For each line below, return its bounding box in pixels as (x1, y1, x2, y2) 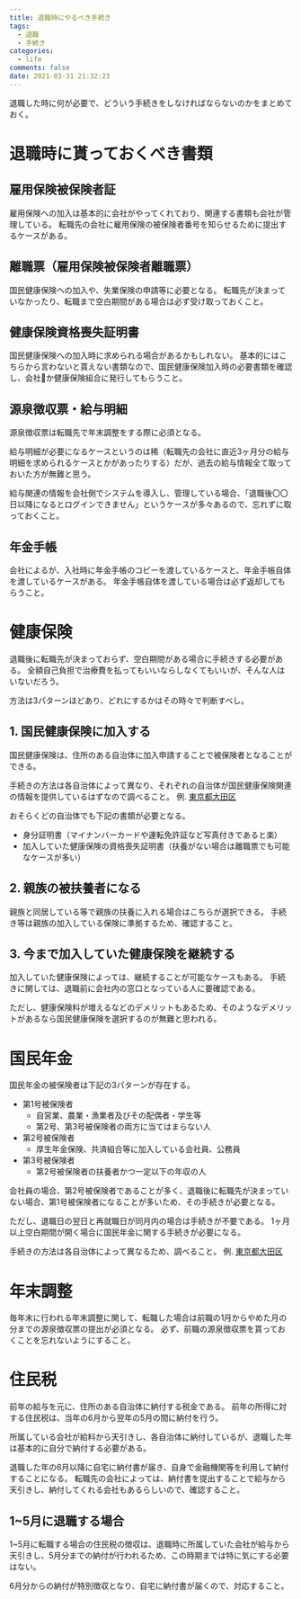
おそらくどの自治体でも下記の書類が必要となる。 (9, 810, 190, 821)
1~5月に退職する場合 (9, 1513, 125, 1529)
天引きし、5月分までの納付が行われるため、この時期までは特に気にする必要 (9, 1550, 289, 1560)
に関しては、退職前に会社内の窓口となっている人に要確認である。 (16, 983, 261, 994)
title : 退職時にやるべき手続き (9, 13, 111, 22)
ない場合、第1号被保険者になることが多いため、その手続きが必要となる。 (9, 1197, 280, 1208)
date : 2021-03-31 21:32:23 (9, 72, 111, 81)
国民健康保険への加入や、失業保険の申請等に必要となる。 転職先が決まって (9, 284, 286, 295)
